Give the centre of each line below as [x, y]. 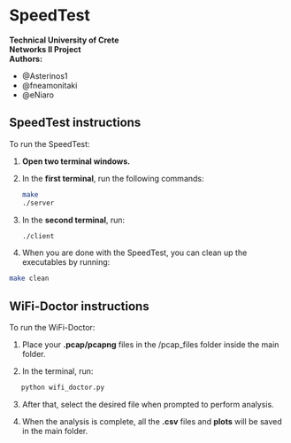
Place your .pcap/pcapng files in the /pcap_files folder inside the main [150, 345]
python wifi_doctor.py [62, 388]
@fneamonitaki [50, 85]
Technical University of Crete [64, 40]
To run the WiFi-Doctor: [52, 328]
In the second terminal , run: [73, 220]
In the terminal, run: [57, 371]
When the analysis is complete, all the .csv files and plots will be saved [152, 421]
